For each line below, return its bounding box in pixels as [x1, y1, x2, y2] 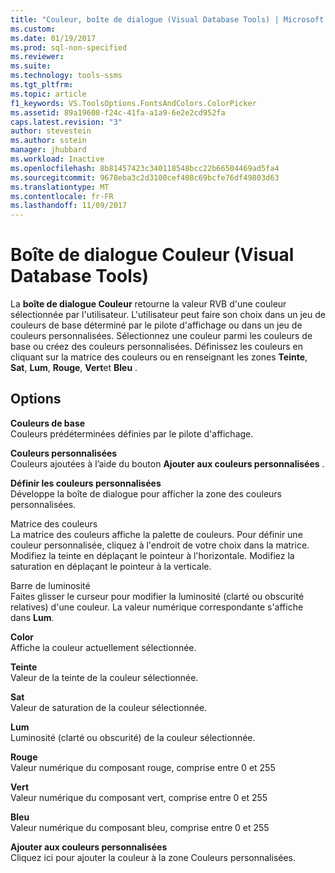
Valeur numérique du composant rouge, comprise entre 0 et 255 [10, 761, 276, 773]
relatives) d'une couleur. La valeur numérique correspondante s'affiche [10, 601, 304, 613]
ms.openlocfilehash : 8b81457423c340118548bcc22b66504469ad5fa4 [10, 163, 280, 173]
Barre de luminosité [10, 579, 91, 591]
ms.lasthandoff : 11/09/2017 [10, 201, 128, 211]
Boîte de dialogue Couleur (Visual [10, 244, 295, 266]
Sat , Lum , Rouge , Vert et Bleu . [10, 362, 138, 374]
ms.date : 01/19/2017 [10, 33, 97, 43]
